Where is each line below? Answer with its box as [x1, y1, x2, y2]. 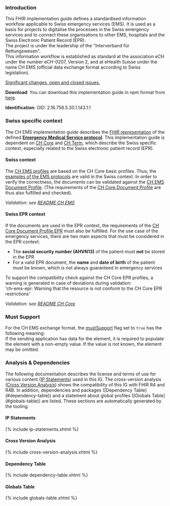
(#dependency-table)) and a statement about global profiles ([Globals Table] [5, 392, 165, 398]
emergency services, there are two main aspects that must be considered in [5, 233, 164, 239]
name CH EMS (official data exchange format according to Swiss [5, 64, 141, 70]
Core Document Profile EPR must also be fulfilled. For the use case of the [5, 228, 158, 234]
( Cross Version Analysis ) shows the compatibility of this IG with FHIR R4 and [5, 381, 165, 388]
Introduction [5, 4, 37, 11]
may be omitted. [5, 346, 40, 352]
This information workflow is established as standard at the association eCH [5, 53, 164, 59]
